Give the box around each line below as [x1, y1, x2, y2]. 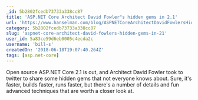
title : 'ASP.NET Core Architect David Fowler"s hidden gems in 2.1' [6, 14, 178, 20]
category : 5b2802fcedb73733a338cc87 [6, 25, 96, 31]
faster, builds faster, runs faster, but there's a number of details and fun [6, 81, 179, 88]
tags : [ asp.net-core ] [6, 52, 60, 58]
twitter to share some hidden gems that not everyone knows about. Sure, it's [6, 75, 192, 82]
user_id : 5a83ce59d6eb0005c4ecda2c [6, 36, 94, 42]
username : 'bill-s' [6, 42, 54, 48]
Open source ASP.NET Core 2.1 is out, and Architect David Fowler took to [6, 68, 184, 75]
